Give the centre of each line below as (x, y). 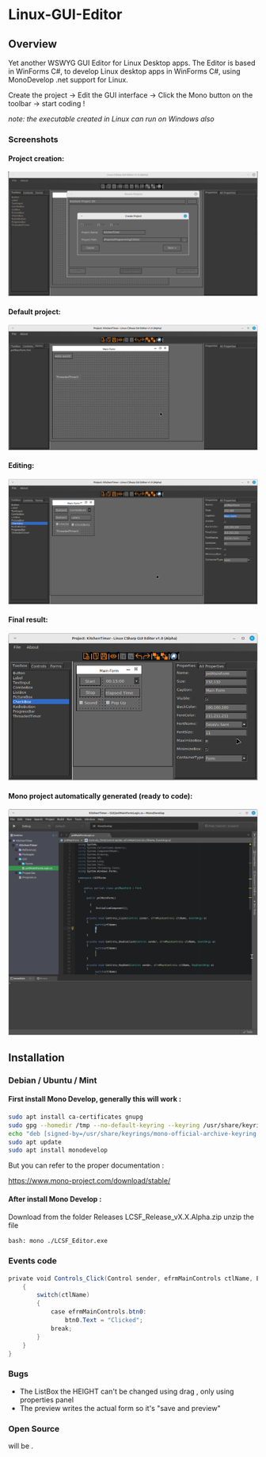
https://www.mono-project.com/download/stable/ (89, 1181)
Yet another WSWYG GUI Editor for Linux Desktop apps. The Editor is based (132, 63)
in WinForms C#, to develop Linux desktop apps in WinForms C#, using (124, 71)
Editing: (21, 466)
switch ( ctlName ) (63, 1295)
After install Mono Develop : (55, 1198)
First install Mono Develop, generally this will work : (95, 1099)
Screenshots (33, 139)
